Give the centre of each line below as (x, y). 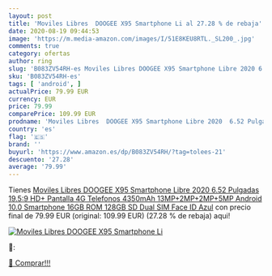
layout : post (30, 16)
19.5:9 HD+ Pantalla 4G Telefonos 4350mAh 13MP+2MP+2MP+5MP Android (135, 199)
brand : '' (25, 144)
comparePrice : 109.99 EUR (52, 114)
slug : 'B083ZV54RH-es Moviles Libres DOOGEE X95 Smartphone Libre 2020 (132, 69)
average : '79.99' (38, 167)
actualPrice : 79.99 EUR (49, 91)
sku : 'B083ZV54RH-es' (45, 76)
